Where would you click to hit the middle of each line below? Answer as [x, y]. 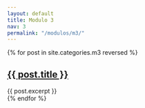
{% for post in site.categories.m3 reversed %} [72, 53]
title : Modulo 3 [30, 20]
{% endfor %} [27, 98]
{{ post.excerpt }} [32, 91]
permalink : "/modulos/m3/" [46, 33]
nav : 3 [17, 26]
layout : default [30, 13]
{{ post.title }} [38, 74]
